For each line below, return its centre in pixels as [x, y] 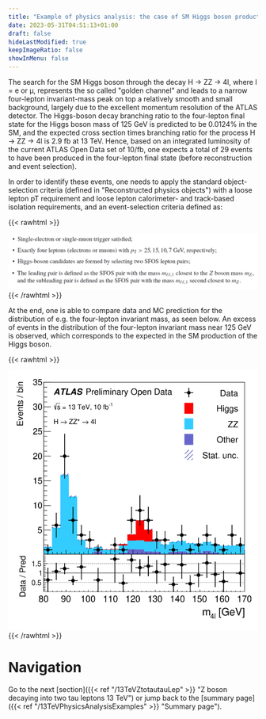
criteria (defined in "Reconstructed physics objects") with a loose [146, 190]
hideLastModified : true [47, 42]
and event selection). [42, 166]
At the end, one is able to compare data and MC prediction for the [116, 311]
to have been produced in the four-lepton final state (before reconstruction [130, 158]
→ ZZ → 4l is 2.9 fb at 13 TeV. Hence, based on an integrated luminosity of [129, 141]
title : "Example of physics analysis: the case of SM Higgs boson [120, 17]
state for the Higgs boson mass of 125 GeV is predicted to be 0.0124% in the [133, 124]
